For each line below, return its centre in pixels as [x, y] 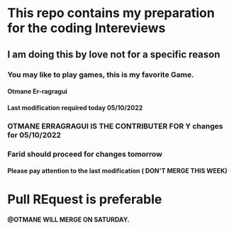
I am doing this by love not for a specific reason [114, 54]
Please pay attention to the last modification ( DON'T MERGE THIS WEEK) [118, 171]
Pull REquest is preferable [85, 199]
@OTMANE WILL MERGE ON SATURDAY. [68, 219]
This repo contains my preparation [111, 13]
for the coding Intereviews [87, 28]
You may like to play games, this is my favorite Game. [101, 75]
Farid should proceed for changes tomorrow [85, 154]
